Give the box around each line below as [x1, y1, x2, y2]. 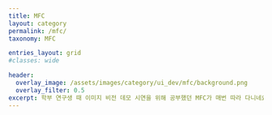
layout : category [8, 19, 67, 28]
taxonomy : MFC [8, 34, 57, 43]
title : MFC [8, 11, 45, 20]
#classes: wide [8, 57, 60, 65]
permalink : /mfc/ [8, 27, 67, 35]
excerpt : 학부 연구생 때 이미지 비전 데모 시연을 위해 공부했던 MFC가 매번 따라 [8, 94, 242, 102]
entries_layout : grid [8, 49, 82, 57]
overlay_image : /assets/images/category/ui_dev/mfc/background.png [15, 79, 249, 87]
